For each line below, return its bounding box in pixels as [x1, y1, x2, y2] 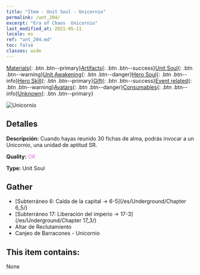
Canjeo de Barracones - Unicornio [14, 229, 100, 237]
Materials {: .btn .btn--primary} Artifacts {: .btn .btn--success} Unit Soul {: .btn [6, 64, 193, 71]
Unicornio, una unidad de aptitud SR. [6, 141, 97, 148]
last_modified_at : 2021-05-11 [6, 25, 82, 32]
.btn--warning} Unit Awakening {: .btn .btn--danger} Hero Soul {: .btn [6, 70, 172, 78]
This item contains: [6, 247, 80, 257]
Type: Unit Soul [6, 165, 45, 172]
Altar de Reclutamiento [14, 223, 72, 231]
